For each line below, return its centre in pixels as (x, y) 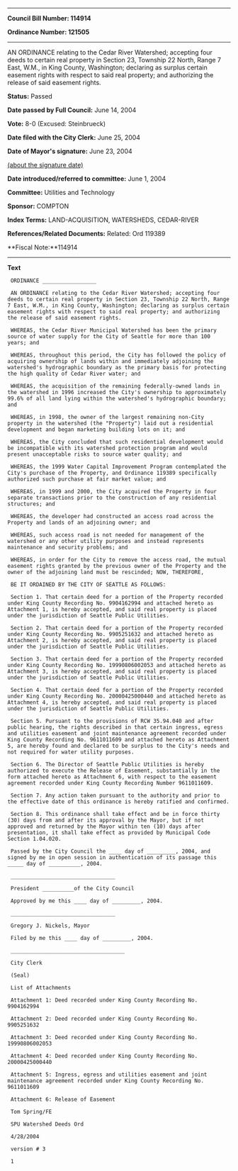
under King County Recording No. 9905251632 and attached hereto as (110, 634)
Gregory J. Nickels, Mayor (50, 926)
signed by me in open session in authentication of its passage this (112, 858)
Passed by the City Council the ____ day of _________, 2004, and (110, 851)
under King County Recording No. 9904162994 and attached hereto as (110, 603)
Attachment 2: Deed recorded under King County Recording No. (104, 1019)
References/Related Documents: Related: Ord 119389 (86, 234)
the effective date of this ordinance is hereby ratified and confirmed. (119, 802)
